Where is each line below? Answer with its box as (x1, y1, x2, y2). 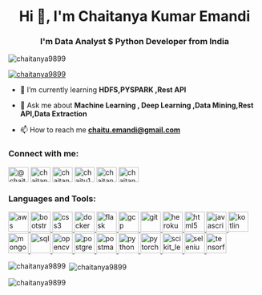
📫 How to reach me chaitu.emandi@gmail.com (19, 125, 181, 135)
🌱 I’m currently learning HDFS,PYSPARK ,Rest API (19, 85, 187, 95)
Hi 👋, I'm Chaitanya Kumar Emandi (18, 7, 251, 26)
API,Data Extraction (19, 109, 87, 119)
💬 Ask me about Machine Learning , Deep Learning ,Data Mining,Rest (19, 100, 254, 111)
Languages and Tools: (8, 192, 96, 204)
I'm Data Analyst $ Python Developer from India (39, 36, 230, 47)
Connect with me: (8, 148, 79, 160)
